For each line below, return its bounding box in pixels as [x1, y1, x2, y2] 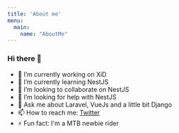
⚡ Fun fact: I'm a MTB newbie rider [17, 119, 119, 127]
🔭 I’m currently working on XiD [17, 70, 107, 78]
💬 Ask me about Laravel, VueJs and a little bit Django [17, 100, 172, 109]
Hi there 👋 [7, 54, 42, 64]
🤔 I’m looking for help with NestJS [17, 92, 117, 101]
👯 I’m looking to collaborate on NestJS [17, 85, 129, 93]
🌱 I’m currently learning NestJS [17, 78, 109, 86]
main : [13, 23, 30, 31]
